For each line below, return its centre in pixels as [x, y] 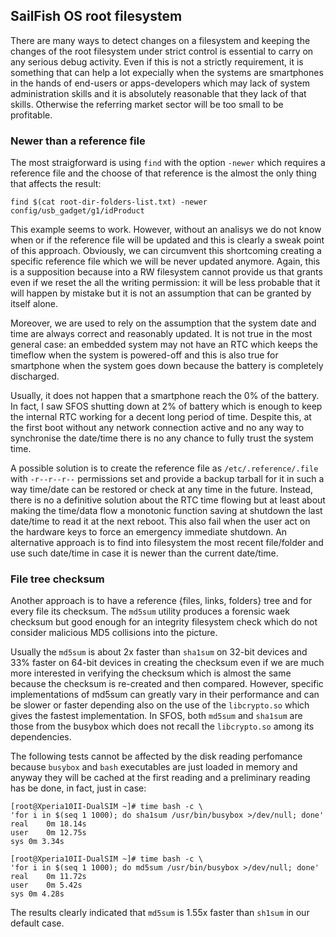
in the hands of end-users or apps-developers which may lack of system [160, 83]
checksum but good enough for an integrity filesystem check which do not [164, 622]
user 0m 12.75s [48, 833]
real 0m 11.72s [48, 877]
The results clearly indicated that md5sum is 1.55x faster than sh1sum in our [160, 913]
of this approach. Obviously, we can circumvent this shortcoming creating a [166, 251]
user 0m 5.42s [46, 885]
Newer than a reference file [78, 141]
